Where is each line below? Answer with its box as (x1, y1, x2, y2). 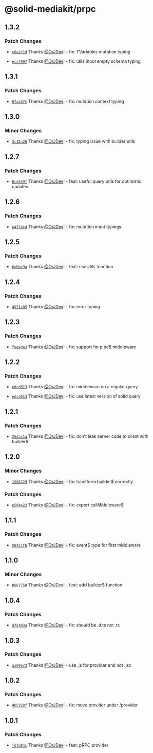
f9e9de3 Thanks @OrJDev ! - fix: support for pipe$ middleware (11, 344, 136, 350)
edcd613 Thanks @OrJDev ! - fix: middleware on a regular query (11, 384, 138, 390)
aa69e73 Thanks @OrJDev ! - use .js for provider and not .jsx (11, 662, 132, 668)
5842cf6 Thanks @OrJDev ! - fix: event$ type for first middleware (11, 542, 141, 548)
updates (11, 183, 29, 189)
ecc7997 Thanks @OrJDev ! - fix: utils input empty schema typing (11, 58, 141, 64)
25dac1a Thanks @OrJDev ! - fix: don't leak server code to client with (11, 433, 149, 439)
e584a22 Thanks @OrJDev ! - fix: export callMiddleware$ (11, 502, 124, 508)
